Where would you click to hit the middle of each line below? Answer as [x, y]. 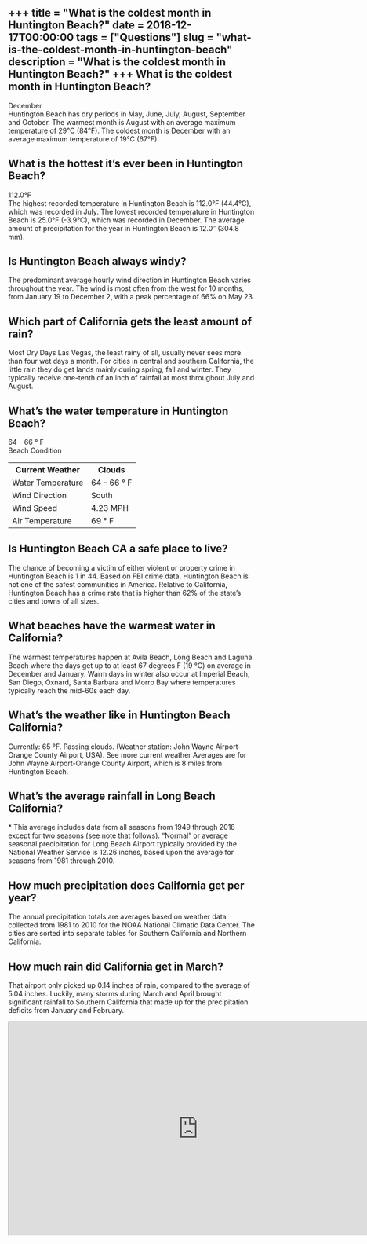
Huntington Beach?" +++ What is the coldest [120, 74]
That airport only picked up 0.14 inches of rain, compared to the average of [129, 985]
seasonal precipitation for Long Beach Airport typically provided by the [123, 844]
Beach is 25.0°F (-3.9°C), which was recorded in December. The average [126, 220]
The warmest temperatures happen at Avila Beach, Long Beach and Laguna [130, 657]
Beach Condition [35, 450]
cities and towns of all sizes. [54, 601]
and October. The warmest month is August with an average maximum [122, 122]
